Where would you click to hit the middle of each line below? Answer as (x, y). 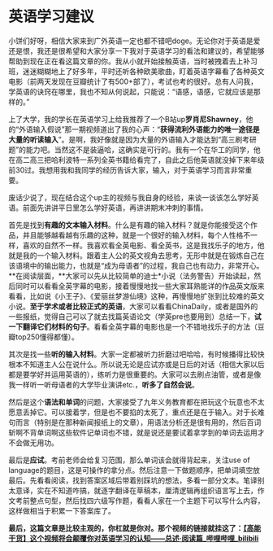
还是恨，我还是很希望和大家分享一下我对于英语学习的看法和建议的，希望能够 (136, 50)
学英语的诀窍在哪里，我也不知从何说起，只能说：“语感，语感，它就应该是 (131, 91)
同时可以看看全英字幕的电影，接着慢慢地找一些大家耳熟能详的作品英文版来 (140, 286)
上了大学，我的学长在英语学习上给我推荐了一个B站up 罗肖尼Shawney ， (127, 119)
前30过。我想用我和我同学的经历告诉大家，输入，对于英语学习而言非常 (127, 170)
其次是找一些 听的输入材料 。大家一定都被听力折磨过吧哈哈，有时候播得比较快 (136, 354)
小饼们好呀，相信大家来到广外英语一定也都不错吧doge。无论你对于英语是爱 (134, 41)
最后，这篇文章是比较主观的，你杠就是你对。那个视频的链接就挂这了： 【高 (131, 528)
